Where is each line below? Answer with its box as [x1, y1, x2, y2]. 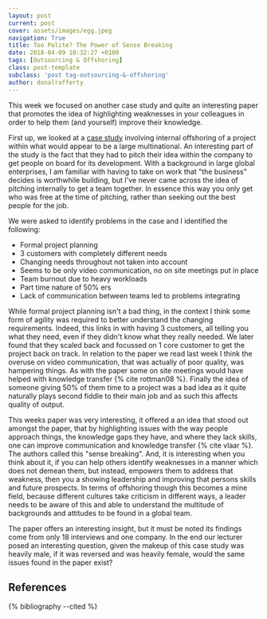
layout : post [8, 11, 52, 20]
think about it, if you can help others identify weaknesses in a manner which [8, 457, 258, 467]
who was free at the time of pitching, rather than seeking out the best [8, 192, 237, 202]
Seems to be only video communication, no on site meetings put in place [19, 265, 259, 275]
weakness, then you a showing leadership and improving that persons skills [8, 474, 257, 483]
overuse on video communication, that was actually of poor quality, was [8, 357, 245, 367]
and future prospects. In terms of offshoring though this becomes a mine [8, 483, 248, 492]
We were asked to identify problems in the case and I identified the [8, 216, 228, 226]
